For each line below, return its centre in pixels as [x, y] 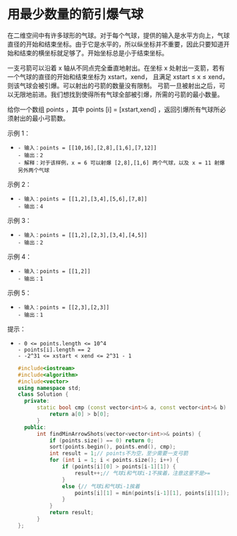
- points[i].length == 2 [54, 350]
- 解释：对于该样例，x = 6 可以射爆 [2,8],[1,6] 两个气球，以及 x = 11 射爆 [121, 163]
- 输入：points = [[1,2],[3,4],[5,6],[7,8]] [83, 199]
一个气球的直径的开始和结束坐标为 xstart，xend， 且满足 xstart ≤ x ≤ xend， [118, 77]
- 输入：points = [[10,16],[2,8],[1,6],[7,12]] [87, 148]
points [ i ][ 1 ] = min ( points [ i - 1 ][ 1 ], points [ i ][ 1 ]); [152, 493]
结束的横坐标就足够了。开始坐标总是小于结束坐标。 [93, 53]
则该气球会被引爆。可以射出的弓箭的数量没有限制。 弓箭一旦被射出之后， [113, 85]
